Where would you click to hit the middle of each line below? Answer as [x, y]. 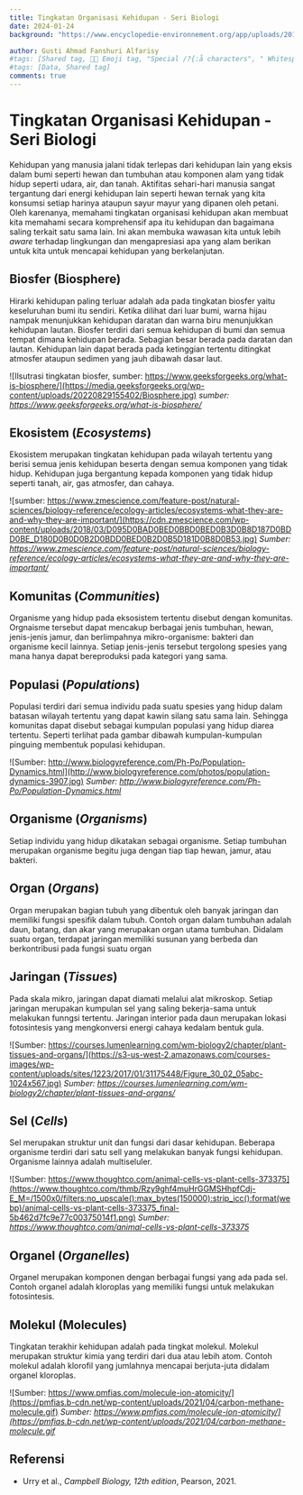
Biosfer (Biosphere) [65, 279]
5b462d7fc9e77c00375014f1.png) [73, 1217]
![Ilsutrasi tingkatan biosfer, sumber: [76, 376]
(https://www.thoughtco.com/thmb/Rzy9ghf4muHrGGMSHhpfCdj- [133, 1189]
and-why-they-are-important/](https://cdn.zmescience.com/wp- [129, 520]
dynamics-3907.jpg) [46, 782]
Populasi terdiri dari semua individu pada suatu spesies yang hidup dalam [146, 706]
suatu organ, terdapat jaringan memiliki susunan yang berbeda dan [134, 939]
